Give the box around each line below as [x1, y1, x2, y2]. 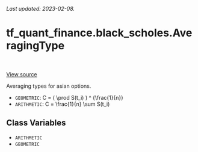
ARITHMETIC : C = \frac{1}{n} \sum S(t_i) [14, 100, 110, 108]
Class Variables [6, 118, 66, 128]
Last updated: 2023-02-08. [6, 5, 75, 12]
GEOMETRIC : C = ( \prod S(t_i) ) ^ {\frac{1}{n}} [14, 94, 123, 101]
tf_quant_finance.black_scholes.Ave [6, 26, 193, 40]
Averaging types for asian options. [6, 82, 91, 90]
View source [6, 70, 37, 78]
